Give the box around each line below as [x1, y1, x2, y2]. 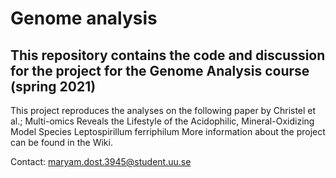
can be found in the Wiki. [10, 137, 113, 148]
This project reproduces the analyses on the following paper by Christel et [10, 105, 317, 116]
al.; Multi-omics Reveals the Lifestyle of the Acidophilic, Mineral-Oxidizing [10, 115, 315, 127]
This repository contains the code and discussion [10, 47, 326, 64]
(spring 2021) [10, 78, 97, 95]
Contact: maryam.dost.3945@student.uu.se [10, 156, 192, 167]
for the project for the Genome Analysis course [10, 62, 310, 79]
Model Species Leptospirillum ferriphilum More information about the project [10, 126, 326, 137]
